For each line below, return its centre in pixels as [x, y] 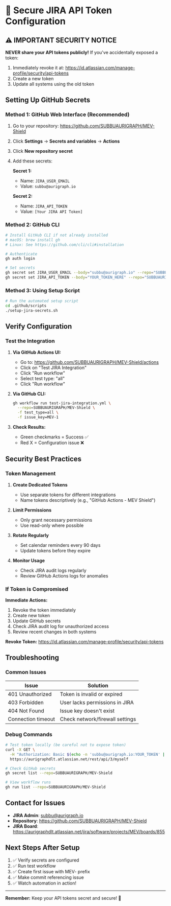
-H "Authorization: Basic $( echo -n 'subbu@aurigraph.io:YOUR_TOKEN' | [88, 754]
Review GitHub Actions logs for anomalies [64, 576]
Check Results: [29, 427]
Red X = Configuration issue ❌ [52, 443]
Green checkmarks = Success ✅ [54, 437]
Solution [98, 685]
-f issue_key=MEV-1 [38, 417]
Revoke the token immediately [44, 610]
